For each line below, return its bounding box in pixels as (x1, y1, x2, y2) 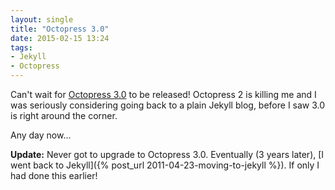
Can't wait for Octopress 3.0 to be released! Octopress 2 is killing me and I (10, 89, 317, 100)
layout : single (10, 14, 74, 25)
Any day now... (10, 129, 72, 141)
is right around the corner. (10, 110, 118, 121)
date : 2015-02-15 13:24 (10, 33, 110, 43)
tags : (10, 42, 33, 53)
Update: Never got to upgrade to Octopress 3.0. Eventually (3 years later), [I (10, 149, 325, 160)
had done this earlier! (10, 170, 98, 181)
